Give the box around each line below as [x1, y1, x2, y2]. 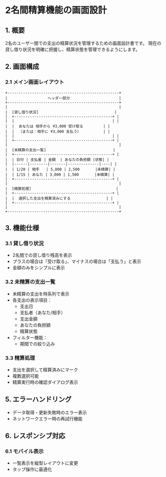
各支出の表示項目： [12, 297, 52, 303]
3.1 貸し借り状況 [5, 240, 44, 247]
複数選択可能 [12, 373, 39, 379]
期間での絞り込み [19, 341, 55, 347]
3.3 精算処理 [5, 354, 35, 361]
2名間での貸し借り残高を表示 [12, 252, 72, 258]
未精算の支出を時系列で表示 [12, 291, 70, 297]
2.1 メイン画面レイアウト [5, 78, 64, 85]
